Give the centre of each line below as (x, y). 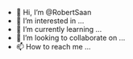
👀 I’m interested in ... (50, 21)
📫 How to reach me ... (53, 47)
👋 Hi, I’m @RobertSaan (54, 12)
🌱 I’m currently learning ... (59, 29)
